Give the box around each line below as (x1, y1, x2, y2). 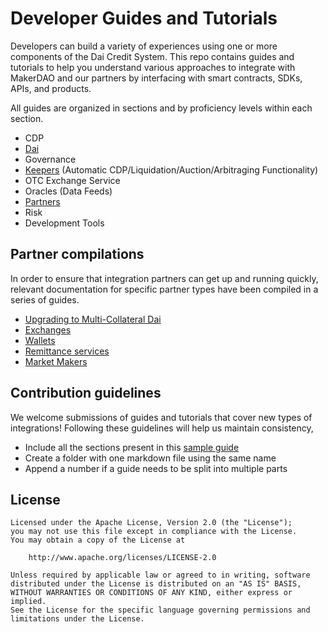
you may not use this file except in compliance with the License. (10, 527, 298, 537)
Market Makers (24, 355, 88, 367)
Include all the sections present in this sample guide (24, 441, 240, 453)
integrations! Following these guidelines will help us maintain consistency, (10, 422, 314, 434)
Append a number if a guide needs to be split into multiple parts (24, 462, 288, 474)
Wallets (24, 334, 56, 346)
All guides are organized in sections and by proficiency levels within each (10, 102, 313, 114)
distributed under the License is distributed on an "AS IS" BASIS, (10, 579, 302, 589)
